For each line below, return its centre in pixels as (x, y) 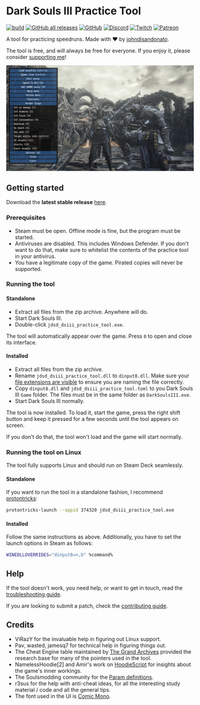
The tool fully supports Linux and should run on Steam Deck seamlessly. (95, 465)
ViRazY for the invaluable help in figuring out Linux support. (88, 639)
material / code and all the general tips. (63, 689)
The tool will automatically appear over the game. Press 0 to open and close (99, 336)
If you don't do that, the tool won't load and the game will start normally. (94, 436)
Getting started (35, 188)
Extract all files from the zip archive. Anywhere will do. (82, 312)
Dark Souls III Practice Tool (74, 11)
